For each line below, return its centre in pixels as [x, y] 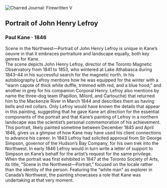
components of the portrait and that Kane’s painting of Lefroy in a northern [82, 117]
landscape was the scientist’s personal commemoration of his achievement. [83, 122]
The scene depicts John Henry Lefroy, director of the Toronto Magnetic [79, 64]
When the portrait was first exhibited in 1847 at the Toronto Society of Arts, [82, 159]
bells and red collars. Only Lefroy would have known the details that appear [83, 106]
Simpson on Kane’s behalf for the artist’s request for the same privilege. [79, 154]
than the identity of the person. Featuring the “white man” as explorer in [79, 169]
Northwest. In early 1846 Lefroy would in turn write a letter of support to [79, 148]
